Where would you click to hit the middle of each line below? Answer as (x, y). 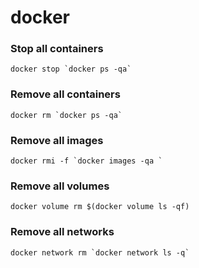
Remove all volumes (60, 186)
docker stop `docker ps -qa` (71, 69)
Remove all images (57, 140)
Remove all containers (65, 94)
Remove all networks (62, 232)
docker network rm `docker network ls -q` (100, 252)
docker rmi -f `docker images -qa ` (86, 161)
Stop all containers (57, 49)
